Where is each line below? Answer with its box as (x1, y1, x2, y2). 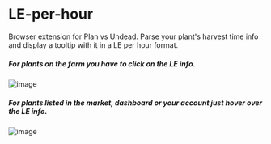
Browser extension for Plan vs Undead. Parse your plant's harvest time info (8, 32, 259, 41)
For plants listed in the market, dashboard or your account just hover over (8, 98, 263, 108)
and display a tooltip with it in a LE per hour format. (8, 40, 179, 49)
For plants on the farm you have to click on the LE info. (8, 58, 196, 69)
